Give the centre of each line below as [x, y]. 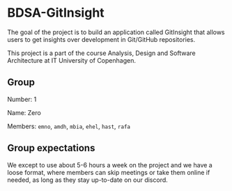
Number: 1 [22, 99]
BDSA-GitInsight [56, 13]
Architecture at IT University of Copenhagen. [71, 60]
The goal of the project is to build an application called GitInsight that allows [116, 32]
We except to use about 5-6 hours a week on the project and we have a [110, 165]
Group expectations [51, 148]
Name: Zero [24, 112]
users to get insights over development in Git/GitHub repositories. [101, 39]
